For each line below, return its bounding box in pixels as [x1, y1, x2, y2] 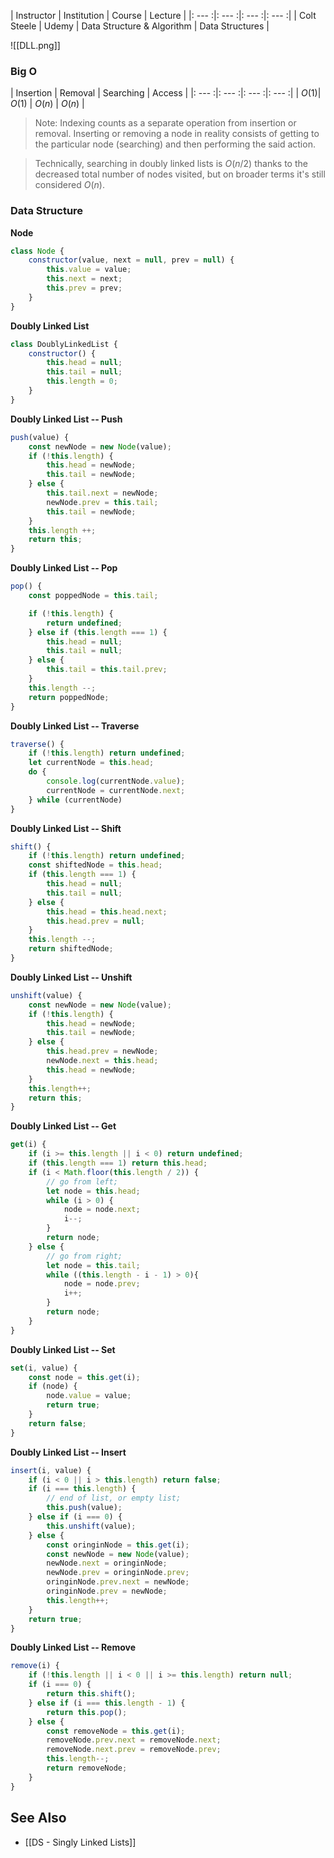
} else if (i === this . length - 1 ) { [28, 1698, 186, 1708]
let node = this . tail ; [46, 1260, 141, 1270]
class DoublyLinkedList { [10, 339, 118, 349]
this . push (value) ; [46, 1503, 123, 1513]
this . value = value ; [46, 265, 132, 275]
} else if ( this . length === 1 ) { [28, 627, 168, 637]
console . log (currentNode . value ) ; [46, 776, 186, 787]
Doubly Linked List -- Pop [10, 562, 118, 574]
